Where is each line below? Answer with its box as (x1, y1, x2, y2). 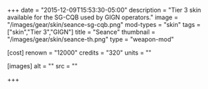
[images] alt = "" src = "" (7, 62, 78, 70)
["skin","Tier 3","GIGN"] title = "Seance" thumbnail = (7, 28, 155, 36)
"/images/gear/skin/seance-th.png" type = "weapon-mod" (7, 35, 174, 43)
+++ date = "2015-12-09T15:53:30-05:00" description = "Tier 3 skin (7, 6, 202, 14)
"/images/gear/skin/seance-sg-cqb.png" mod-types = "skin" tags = (7, 21, 201, 28)
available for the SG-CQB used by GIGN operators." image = (7, 13, 178, 21)
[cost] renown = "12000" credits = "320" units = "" (7, 48, 152, 57)
